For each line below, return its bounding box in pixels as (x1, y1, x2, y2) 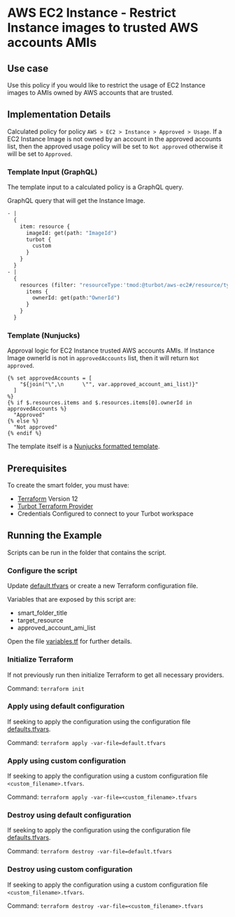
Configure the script (7, 565, 78, 575)
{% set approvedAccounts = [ (7, 375, 92, 382)
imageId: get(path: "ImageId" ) (25, 229, 117, 236)
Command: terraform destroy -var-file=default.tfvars (7, 847, 173, 855)
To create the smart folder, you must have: (7, 481, 129, 490)
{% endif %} (7, 430, 42, 437)
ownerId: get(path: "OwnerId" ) (32, 294, 120, 301)
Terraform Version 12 (17, 495, 78, 503)
